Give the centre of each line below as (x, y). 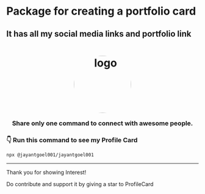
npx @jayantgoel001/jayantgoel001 (50, 155)
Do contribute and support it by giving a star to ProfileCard (80, 184)
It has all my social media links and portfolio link (99, 34)
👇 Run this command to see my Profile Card (72, 140)
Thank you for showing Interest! (46, 172)
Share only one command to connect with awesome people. (103, 123)
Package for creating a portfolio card (101, 11)
